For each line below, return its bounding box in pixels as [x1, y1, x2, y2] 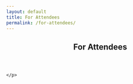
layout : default [6, 8, 47, 15]
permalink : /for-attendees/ [6, 20, 76, 26]
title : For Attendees [6, 14, 60, 20]
